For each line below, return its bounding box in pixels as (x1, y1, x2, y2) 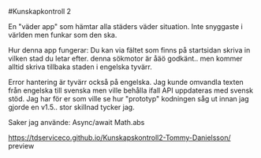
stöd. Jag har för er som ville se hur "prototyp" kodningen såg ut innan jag (8, 94, 250, 103)
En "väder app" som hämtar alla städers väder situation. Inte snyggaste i (8, 22, 243, 31)
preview (8, 141, 35, 150)
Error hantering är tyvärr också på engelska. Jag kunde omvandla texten (8, 78, 244, 86)
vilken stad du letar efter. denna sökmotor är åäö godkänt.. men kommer (8, 54, 243, 63)
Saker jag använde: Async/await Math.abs (8, 118, 145, 127)
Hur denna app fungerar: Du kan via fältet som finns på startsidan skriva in (8, 46, 251, 54)
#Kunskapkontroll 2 (8, 7, 72, 16)
